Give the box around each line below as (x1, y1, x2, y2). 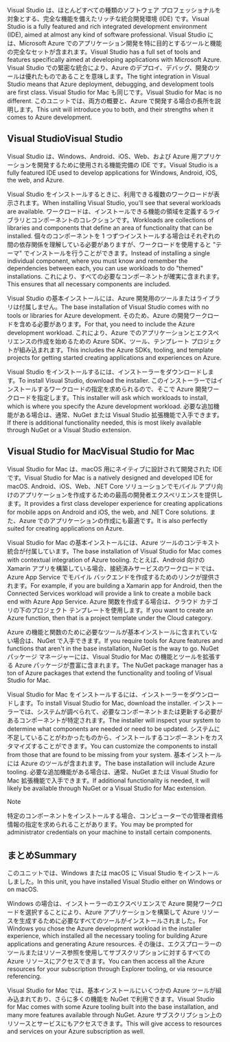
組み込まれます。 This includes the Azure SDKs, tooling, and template (19, 345, 214, 354)
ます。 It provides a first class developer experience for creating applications (7, 499, 223, 507)
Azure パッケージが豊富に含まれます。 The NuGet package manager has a (14, 661, 223, 669)
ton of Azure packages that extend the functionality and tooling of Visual (7, 668, 213, 677)
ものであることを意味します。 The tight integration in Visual (43, 72, 210, 81)
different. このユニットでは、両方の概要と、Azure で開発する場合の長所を (7, 97, 215, 105)
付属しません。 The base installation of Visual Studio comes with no (19, 302, 209, 311)
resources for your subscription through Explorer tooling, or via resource (7, 965, 213, 973)
